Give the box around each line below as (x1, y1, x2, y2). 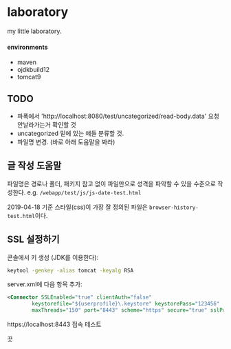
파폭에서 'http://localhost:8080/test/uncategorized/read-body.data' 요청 (16, 112, 220, 120)
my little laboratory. (7, 27, 62, 35)
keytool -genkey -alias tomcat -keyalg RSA (7, 267, 134, 274)
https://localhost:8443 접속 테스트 (7, 320, 102, 328)
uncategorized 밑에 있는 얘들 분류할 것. (16, 129, 124, 137)
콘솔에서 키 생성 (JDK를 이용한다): (7, 253, 99, 261)
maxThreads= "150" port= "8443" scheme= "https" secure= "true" (32, 307, 208, 314)
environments (7, 43, 48, 51)
